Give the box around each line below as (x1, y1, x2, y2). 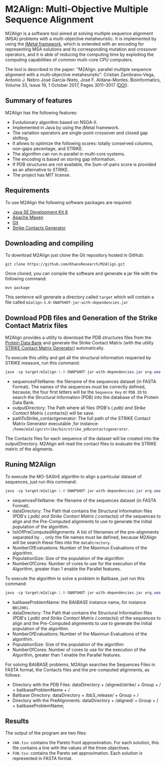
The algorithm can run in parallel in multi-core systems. (12, 151, 125, 157)
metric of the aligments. (5, 446, 54, 452)
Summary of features (5, 97, 72, 105)
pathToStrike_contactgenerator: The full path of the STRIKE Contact (12, 415, 151, 422)
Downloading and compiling (5, 239, 94, 247)
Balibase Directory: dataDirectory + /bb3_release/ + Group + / (12, 692, 139, 698)
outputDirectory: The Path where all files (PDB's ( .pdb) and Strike (12, 405, 146, 411)
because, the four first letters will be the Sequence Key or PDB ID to (12, 389, 147, 395)
